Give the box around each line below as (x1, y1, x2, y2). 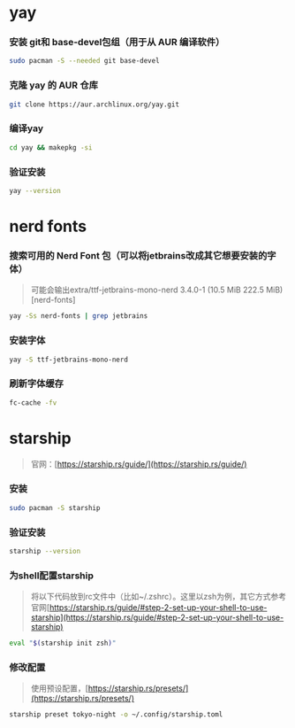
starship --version (9, 546, 81, 555)
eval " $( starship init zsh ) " (9, 639, 117, 648)
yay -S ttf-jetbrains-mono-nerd (9, 355, 128, 364)
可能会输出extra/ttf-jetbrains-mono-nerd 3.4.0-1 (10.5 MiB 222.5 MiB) (30, 284, 284, 295)
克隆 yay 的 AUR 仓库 (9, 79, 99, 91)
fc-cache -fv (9, 398, 57, 407)
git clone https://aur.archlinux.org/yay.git (9, 100, 179, 109)
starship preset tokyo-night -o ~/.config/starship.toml (9, 710, 223, 719)
